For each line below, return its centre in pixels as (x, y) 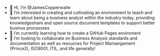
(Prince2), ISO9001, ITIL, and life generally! (52, 49)
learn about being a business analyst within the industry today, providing (82, 18)
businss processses (30, 28)
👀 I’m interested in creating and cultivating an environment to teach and (81, 13)
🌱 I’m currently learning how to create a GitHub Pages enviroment (75, 33)
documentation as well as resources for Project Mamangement (72, 43)
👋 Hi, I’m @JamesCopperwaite (40, 7)
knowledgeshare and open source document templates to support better (82, 23)
